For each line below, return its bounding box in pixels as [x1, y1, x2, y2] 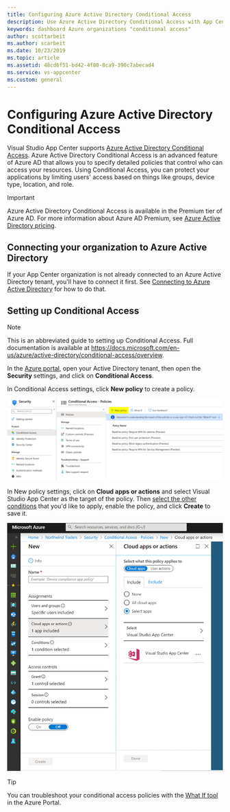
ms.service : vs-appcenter [7, 69, 81, 76]
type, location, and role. [7, 181, 74, 189]
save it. [7, 509, 27, 518]
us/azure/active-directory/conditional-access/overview [7, 351, 163, 360]
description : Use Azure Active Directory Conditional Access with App [7, 18, 213, 25]
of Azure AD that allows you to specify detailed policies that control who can [7, 159, 223, 167]
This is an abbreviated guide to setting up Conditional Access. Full [7, 336, 194, 345]
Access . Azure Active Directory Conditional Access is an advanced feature [7, 151, 218, 159]
